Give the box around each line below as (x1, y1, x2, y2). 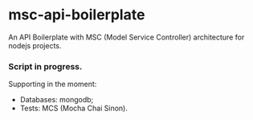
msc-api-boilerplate (8, 6, 145, 24)
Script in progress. (8, 60, 83, 72)
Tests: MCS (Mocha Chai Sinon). (19, 103, 129, 114)
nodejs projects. (8, 40, 62, 50)
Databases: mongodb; (19, 95, 94, 105)
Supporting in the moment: (8, 79, 97, 89)
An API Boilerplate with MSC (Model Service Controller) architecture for (8, 32, 245, 42)
